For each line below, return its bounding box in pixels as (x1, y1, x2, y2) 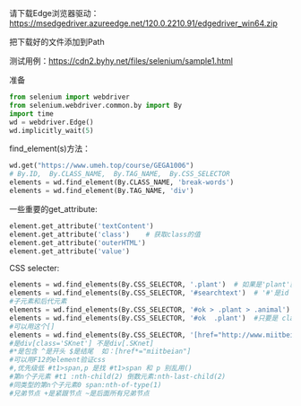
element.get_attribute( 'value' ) (9, 246, 130, 256)
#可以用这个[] (9, 322, 56, 331)
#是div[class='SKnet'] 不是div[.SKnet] (9, 339, 154, 348)
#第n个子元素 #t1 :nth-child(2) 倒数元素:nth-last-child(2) (9, 372, 227, 381)
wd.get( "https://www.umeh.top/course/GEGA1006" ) (9, 161, 194, 171)
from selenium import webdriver (9, 93, 130, 101)
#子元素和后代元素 (9, 297, 67, 306)
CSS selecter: (9, 263, 60, 274)
